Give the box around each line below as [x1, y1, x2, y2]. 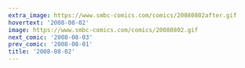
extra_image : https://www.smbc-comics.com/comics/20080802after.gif [8, 11, 237, 20]
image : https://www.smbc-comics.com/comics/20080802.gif [8, 26, 199, 34]
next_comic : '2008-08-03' [8, 33, 93, 41]
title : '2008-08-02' [8, 48, 76, 55]
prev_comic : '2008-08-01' [8, 41, 93, 48]
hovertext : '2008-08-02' [8, 19, 90, 27]
